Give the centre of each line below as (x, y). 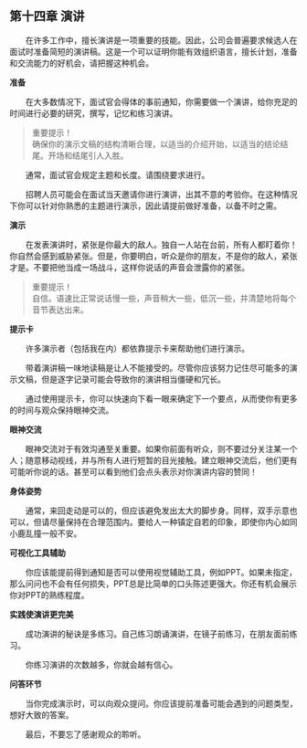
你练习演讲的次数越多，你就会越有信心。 (102, 664)
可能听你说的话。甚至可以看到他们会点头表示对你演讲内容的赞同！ (133, 471)
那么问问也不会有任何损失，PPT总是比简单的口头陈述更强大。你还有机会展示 (153, 584)
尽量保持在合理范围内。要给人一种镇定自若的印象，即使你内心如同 (173, 521)
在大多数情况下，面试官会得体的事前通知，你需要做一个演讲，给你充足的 (162, 101)
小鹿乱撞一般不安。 (46, 533)
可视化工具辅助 (37, 553)
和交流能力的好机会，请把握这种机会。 (81, 63)
